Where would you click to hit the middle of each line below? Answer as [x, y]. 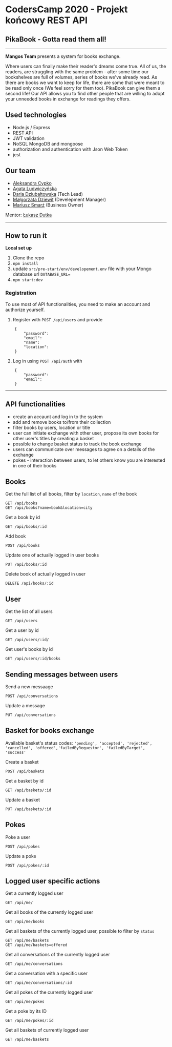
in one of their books [35, 465]
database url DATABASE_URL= [41, 274]
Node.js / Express [31, 127]
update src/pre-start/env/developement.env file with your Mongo [82, 269]
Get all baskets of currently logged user [47, 1030]
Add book [16, 536]
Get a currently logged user [34, 893]
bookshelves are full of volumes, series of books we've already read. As [81, 77]
